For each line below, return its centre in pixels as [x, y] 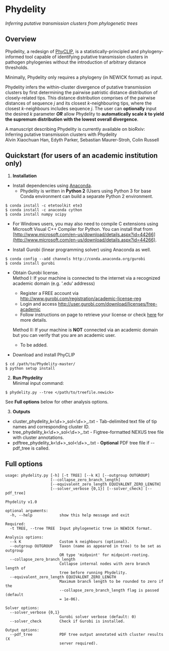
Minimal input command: [38, 383]
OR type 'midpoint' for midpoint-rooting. [105, 555]
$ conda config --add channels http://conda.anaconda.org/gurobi [75, 259]
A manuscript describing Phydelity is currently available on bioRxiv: [75, 129]
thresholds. [17, 67]
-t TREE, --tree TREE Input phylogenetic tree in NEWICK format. [81, 529]
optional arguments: [27, 511]
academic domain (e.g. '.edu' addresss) [54, 283]
